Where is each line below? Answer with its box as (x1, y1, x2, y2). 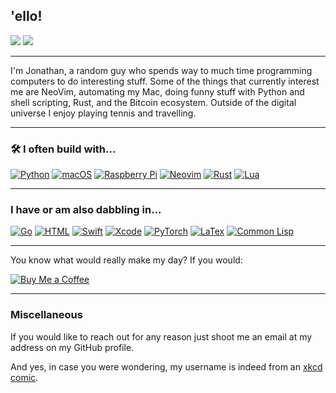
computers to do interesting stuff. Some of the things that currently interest (10, 75, 320, 87)
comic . (10, 371, 39, 383)
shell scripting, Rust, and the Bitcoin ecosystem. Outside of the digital (10, 96, 297, 108)
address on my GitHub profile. (10, 341, 135, 353)
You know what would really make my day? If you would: (10, 254, 243, 266)
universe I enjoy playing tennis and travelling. (10, 107, 197, 119)
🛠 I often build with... (10, 142, 117, 156)
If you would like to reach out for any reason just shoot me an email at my (10, 330, 313, 343)
